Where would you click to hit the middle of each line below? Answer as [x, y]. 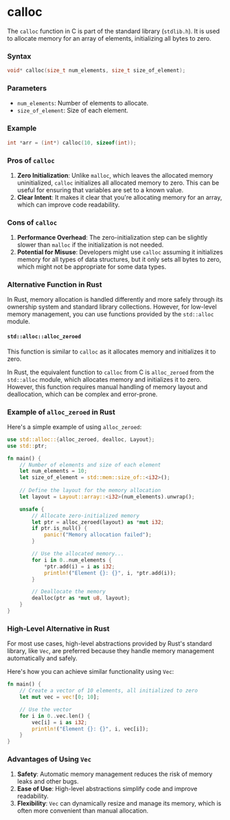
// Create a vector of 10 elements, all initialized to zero [108, 691]
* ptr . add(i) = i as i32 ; [79, 566]
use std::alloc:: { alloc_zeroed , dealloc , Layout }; [81, 439]
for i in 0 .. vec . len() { [55, 716]
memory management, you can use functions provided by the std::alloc [111, 314]
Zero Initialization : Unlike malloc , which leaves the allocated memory [115, 175]
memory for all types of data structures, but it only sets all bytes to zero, [119, 260]
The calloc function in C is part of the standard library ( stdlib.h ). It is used [114, 31]
